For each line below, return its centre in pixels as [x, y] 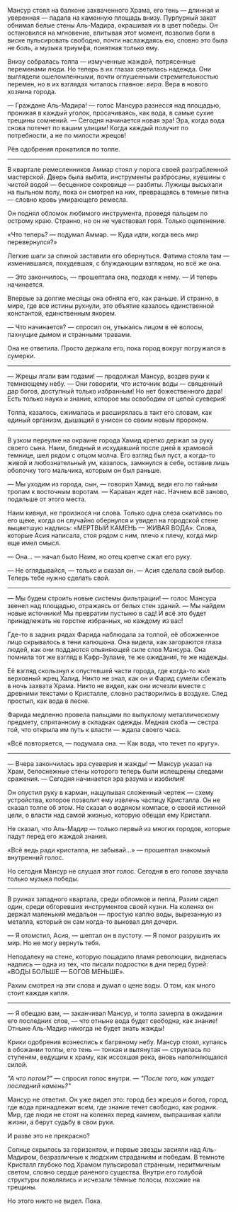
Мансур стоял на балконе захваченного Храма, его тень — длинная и [113, 10]
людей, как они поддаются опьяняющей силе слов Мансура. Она [107, 650]
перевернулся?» [33, 242]
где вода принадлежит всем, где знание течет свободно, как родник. [113, 1107]
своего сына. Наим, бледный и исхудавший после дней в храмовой [110, 448]
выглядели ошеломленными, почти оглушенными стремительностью [113, 76]
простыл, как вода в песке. [49, 701]
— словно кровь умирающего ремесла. [68, 200]
